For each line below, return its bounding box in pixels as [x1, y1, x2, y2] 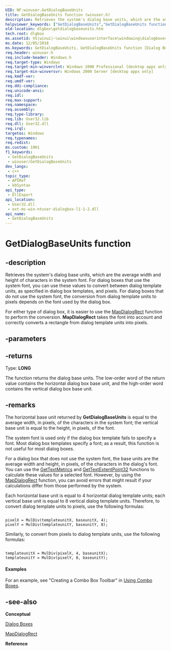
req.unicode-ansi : [5, 88, 44, 93]
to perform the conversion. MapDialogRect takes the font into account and [5, 314, 162, 320]
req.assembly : [5, 107, 36, 112]
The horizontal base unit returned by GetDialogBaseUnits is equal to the [5, 414, 158, 421]
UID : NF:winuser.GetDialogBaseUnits [5, 7, 83, 13]
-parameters [5, 334, 46, 343]
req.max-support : [5, 97, 42, 102]
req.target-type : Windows [5, 60, 60, 65]
